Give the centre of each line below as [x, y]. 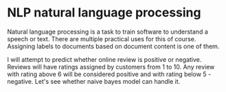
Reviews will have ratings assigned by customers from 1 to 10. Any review [111, 67]
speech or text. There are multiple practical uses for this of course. [102, 38]
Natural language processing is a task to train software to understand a [108, 32]
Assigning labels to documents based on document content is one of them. [113, 46]
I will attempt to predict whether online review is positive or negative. [104, 59]
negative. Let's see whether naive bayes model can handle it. [94, 81]
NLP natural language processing [104, 13]
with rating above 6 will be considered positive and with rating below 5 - [109, 74]
